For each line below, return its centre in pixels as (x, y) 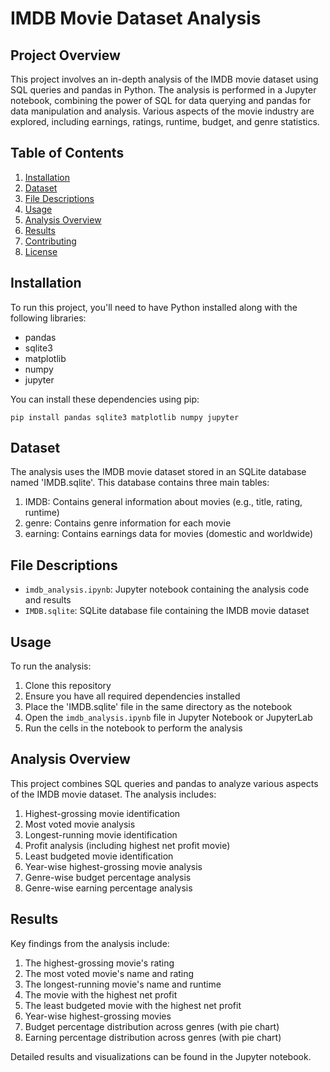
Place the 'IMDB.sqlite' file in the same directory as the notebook (158, 707)
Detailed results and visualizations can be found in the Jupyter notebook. (161, 1056)
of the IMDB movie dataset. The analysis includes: (113, 794)
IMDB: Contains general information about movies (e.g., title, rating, (163, 502)
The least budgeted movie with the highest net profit (133, 1005)
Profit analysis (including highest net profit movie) (127, 845)
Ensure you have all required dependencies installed (132, 696)
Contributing (50, 241)
